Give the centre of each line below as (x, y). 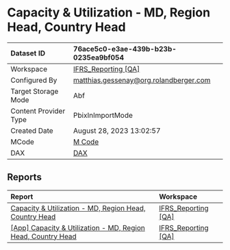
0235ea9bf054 (99, 58)
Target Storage (35, 91)
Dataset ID (28, 53)
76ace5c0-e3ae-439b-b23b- (125, 49)
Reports (25, 177)
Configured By (34, 80)
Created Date (32, 130)
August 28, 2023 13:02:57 (117, 130)
